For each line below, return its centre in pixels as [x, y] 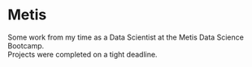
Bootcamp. [26, 45]
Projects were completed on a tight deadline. [83, 54]
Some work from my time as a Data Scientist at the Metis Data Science [126, 37]
